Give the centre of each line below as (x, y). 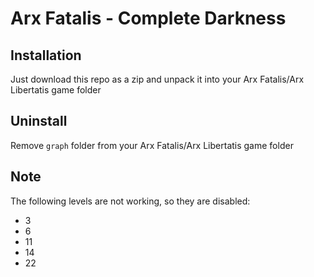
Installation (46, 55)
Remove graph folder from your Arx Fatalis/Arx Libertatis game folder (152, 145)
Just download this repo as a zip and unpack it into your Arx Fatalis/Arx (157, 79)
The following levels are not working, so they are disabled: (130, 201)
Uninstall (39, 121)
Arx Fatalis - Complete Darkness (148, 18)
